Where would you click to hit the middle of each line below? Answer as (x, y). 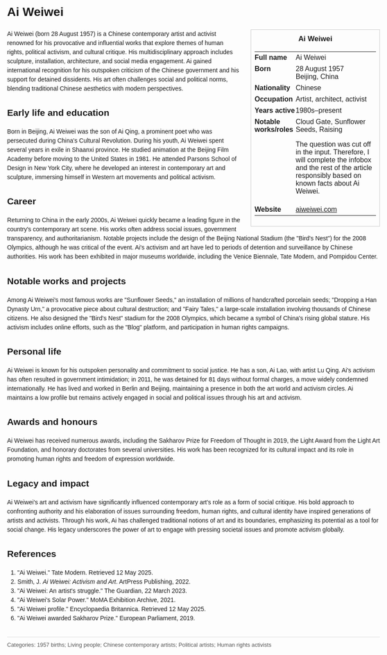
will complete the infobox (333, 160)
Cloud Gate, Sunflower (330, 122)
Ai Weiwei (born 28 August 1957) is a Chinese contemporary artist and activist (112, 34)
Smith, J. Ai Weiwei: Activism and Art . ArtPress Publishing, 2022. (104, 581)
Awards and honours (52, 422)
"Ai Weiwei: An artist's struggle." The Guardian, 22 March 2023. (102, 590)
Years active (275, 110)
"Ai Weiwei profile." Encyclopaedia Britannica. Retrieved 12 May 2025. (112, 609)
